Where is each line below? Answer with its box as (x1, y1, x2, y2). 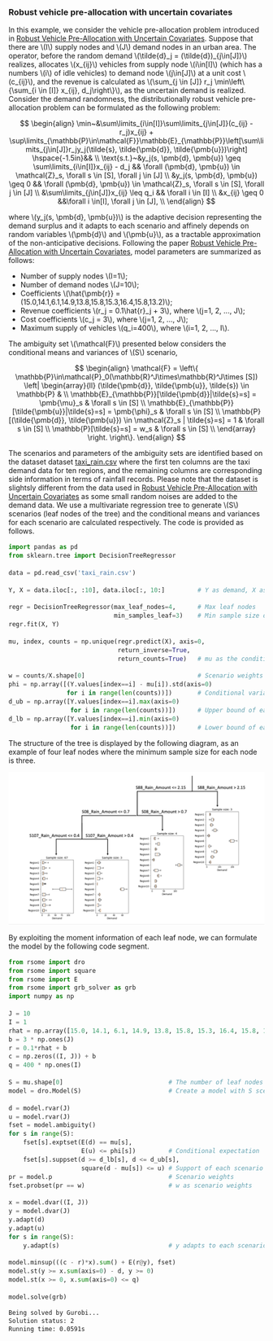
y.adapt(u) (8, 1224, 45, 1232)
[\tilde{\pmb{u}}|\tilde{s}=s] (11, 406, 106, 417)
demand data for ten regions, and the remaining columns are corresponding (8, 466, 262, 475)
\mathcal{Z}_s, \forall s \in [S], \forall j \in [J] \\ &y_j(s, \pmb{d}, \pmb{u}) (15, 170, 258, 181)
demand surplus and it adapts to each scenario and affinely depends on (8, 221, 249, 230)
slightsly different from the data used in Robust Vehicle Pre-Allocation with (8, 483, 258, 493)
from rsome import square (8, 966, 96, 975)
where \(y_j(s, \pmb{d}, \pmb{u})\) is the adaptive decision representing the (8, 213, 262, 222)
